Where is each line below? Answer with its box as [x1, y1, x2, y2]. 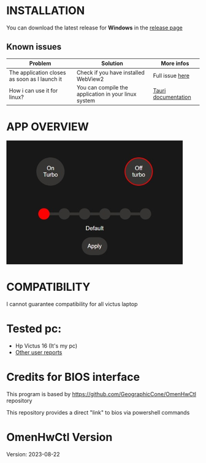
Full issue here [153, 72, 190, 79]
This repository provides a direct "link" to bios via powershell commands [6, 409, 190, 416]
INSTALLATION [6, 4, 85, 18]
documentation [153, 93, 191, 101]
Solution [101, 59, 124, 67]
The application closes [9, 69, 66, 76]
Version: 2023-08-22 [6, 450, 60, 457]
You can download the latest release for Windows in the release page [6, 24, 183, 31]
